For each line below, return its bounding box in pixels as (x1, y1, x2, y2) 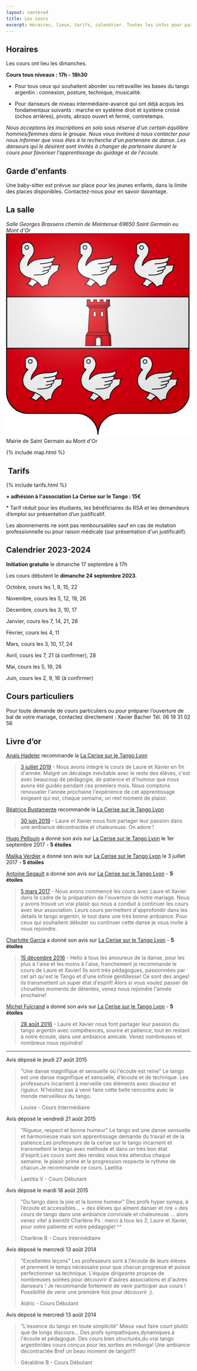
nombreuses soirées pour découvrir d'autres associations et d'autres (20, 1276, 188, 1283)
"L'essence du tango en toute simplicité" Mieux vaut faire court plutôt (20, 1323, 188, 1330)
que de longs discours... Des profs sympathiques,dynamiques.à (20, 1329, 175, 1336)
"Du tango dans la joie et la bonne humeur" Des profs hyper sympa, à (20, 1198, 189, 1205)
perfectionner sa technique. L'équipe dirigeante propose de (20, 1270, 165, 1277)
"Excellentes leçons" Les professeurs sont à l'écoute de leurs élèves (20, 1257, 186, 1265)
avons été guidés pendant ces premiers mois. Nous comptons (20, 782, 171, 789)
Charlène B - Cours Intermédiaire (20, 1235, 101, 1242)
